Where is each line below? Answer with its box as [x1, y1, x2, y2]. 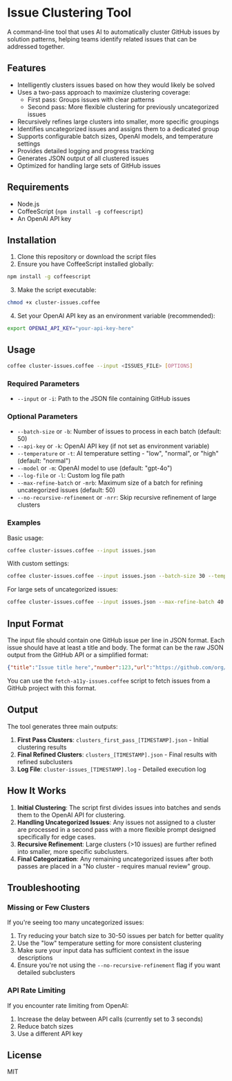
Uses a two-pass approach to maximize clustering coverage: [17, 88, 191, 96]
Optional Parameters [7, 411, 78, 421]
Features [7, 62, 46, 74]
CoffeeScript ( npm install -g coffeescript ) [17, 207, 144, 215]
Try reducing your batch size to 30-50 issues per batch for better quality [17, 932, 224, 940]
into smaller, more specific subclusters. [17, 847, 129, 855]
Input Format [7, 618, 64, 630]
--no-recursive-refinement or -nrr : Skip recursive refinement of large [17, 494, 217, 502]
